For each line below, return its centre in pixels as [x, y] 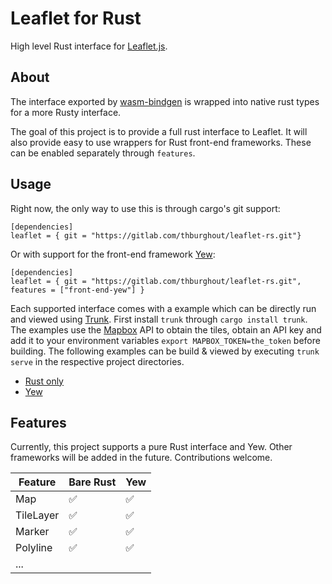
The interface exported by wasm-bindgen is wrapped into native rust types [165, 101]
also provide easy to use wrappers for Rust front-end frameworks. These [161, 142]
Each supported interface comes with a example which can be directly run [163, 308]
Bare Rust [92, 482]
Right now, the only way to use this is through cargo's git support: [145, 208]
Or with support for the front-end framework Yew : [113, 254]
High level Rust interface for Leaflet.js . [89, 46]
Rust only [44, 381]
